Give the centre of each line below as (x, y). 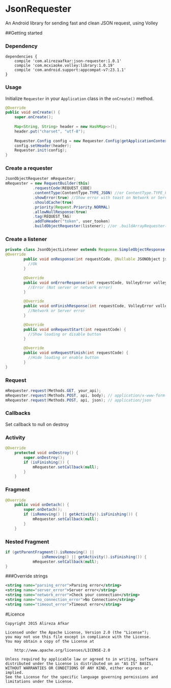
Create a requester (29, 168)
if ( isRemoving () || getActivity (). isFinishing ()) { (81, 514)
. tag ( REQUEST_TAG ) (52, 217)
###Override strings (27, 576)
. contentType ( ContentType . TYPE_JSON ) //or (78, 193)
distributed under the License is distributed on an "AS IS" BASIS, (79, 664)
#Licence (15, 614)
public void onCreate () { (33, 113)
